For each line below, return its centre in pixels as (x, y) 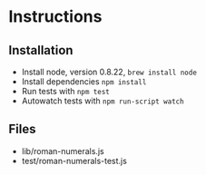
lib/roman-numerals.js (63, 151)
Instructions (55, 17)
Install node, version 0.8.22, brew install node (109, 72)
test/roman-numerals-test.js (74, 160)
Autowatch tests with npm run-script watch (103, 101)
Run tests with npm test (65, 91)
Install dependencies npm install (84, 82)
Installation (41, 50)
